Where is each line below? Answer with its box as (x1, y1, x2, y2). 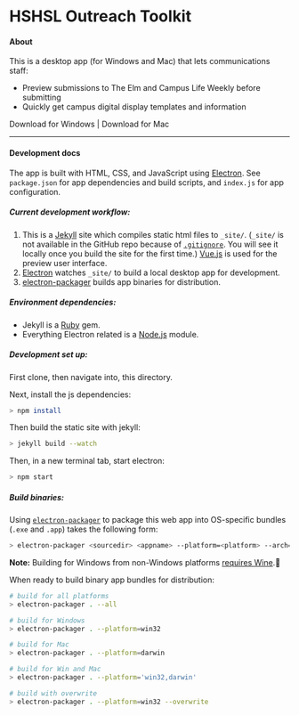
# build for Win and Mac (9, 665, 101, 674)
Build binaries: (9, 492, 65, 502)
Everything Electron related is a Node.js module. (21, 329, 199, 339)
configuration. (9, 186, 61, 197)
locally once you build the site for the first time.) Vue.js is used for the (21, 248, 278, 259)
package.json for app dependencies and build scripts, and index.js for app (9, 176, 285, 188)
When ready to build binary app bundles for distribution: (9, 574, 215, 585)
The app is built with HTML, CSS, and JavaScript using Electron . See (9, 167, 261, 178)
